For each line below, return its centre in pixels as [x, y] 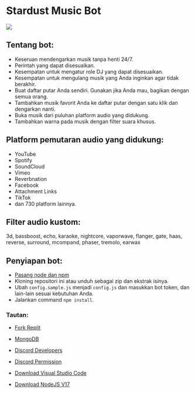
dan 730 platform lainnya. [45, 204]
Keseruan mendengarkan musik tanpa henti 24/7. [74, 59]
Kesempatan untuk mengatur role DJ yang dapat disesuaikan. [89, 71]
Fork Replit [28, 328]
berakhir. [25, 84]
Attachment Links [36, 191]
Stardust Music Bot [54, 11]
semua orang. [31, 96]
